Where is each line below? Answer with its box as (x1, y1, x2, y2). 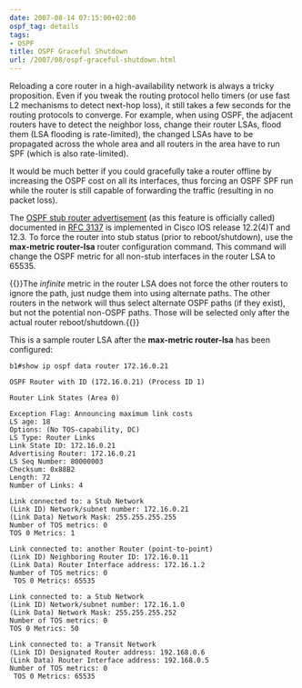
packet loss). (9, 194, 58, 205)
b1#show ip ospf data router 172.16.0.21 (9, 362, 169, 371)
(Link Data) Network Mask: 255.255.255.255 (9, 513, 177, 522)
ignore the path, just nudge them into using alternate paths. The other (9, 288, 271, 298)
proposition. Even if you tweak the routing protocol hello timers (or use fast (9, 90, 290, 101)
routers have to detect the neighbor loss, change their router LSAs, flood (9, 119, 282, 130)
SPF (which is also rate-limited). (9, 148, 129, 159)
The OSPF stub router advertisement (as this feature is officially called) (9, 213, 276, 223)
